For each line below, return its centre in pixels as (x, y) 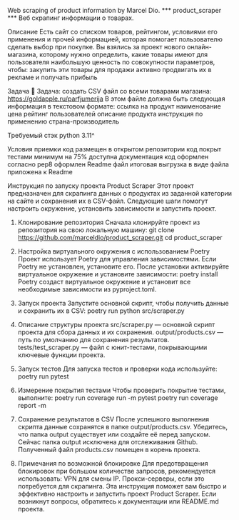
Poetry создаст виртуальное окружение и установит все (104, 282)
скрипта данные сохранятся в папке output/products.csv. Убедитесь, (123, 427)
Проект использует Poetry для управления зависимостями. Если (117, 259)
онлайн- (199, 47)
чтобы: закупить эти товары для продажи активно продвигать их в (110, 70)
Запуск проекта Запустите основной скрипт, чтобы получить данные (123, 303)
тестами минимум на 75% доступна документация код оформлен (108, 157)
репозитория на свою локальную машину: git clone (96, 230)
